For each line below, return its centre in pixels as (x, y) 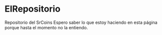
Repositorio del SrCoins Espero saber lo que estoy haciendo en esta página (81, 22)
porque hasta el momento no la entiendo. (46, 27)
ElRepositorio (32, 9)
